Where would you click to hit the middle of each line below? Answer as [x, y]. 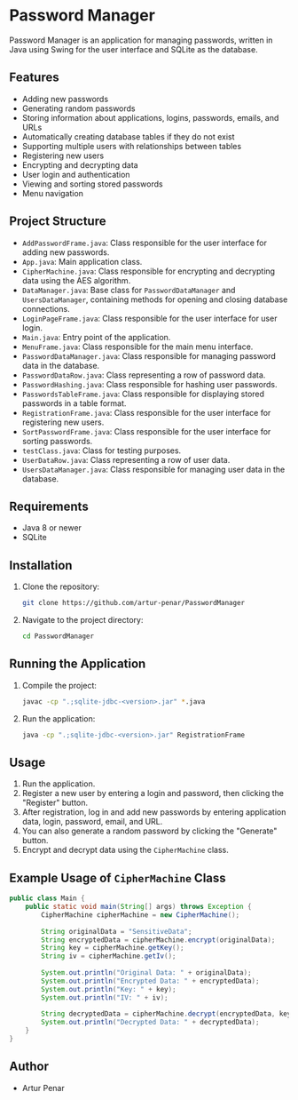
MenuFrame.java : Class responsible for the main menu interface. [137, 347]
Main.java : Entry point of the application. [96, 337]
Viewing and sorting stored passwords [92, 184]
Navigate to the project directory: [82, 620]
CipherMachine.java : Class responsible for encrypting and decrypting [149, 271]
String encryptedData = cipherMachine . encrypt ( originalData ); [158, 940]
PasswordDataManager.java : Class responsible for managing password [149, 355]
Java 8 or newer [52, 528]
